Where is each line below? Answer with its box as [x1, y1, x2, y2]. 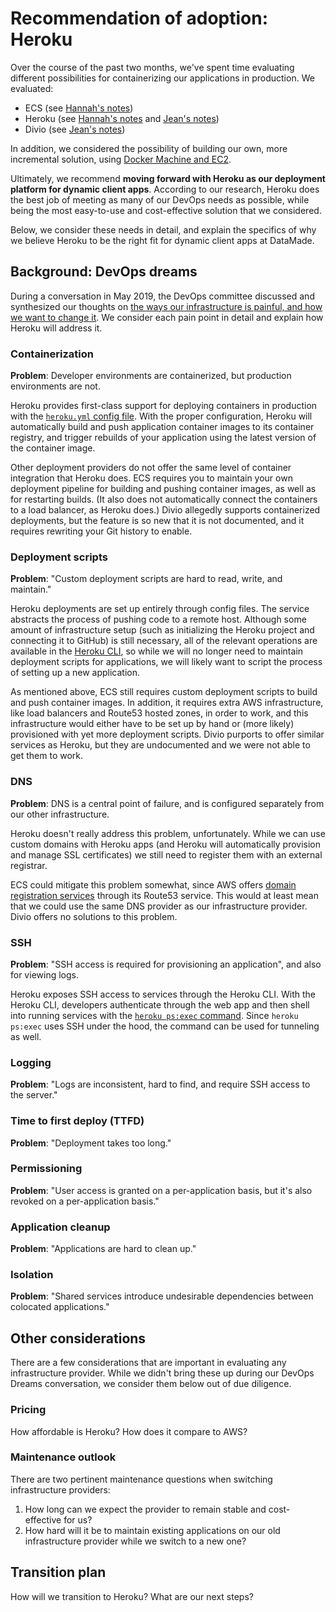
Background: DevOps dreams [10, 263, 198, 281]
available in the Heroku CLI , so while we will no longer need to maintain [10, 645, 304, 657]
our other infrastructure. [10, 808, 110, 820]
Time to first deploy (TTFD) [10, 1114, 145, 1128]
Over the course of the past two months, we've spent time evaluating [10, 61, 295, 73]
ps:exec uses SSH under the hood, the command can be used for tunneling [10, 1020, 320, 1032]
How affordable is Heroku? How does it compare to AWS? [10, 1425, 248, 1437]
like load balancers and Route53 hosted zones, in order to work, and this [10, 707, 309, 719]
